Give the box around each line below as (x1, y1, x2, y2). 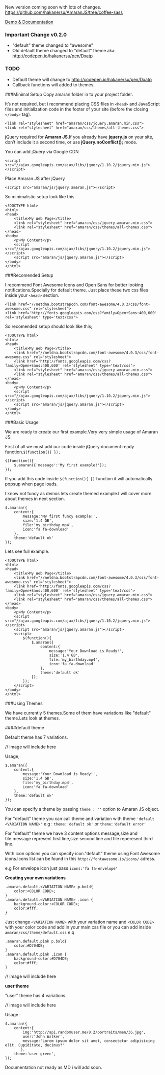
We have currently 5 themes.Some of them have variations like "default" (5, 710, 151, 716)
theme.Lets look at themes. (5, 715, 60, 721)
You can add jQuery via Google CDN (5, 148, 79, 154)
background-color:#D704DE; (14, 956, 69, 961)
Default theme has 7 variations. (5, 734, 68, 740)
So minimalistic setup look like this (5, 193, 75, 199)
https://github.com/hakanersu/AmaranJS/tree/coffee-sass (5, 9, 123, 15)
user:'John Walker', (23, 1034, 65, 1039)
